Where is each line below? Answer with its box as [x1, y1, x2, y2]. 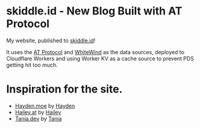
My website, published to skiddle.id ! [6, 37, 96, 44]
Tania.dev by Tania [14, 115, 62, 122]
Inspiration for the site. [6, 82, 123, 96]
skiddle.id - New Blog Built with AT [6, 4, 183, 18]
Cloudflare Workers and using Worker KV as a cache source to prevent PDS [6, 55, 195, 62]
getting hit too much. [6, 61, 58, 69]
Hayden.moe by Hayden [14, 102, 75, 109]
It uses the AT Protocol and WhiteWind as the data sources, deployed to [6, 48, 185, 55]
